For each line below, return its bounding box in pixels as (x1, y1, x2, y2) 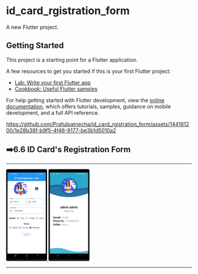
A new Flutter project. (6, 24, 59, 31)
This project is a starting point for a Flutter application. (6, 56, 138, 63)
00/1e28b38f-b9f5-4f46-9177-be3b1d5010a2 (6, 126, 117, 133)
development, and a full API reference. (6, 109, 100, 116)
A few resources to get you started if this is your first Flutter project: (6, 68, 171, 75)
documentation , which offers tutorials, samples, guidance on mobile (6, 103, 171, 110)
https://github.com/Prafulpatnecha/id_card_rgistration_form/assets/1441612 (6, 121, 190, 128)
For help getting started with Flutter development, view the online (6, 96, 165, 103)
